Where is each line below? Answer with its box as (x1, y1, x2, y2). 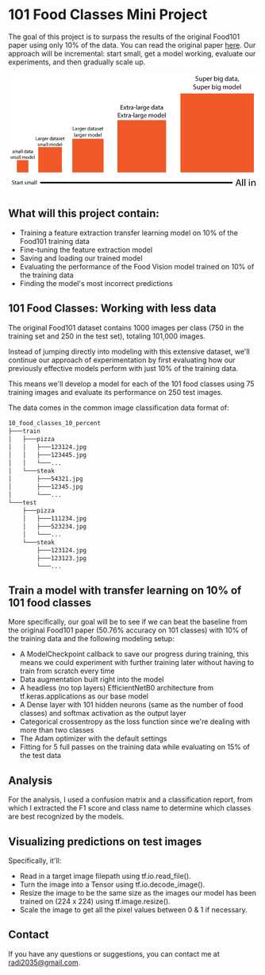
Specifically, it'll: (8, 856, 62, 865)
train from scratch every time (19, 666, 115, 676)
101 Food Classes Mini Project (8, 6, 208, 24)
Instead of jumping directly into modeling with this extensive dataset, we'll (8, 346, 250, 356)
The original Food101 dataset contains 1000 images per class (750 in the (8, 323, 244, 332)
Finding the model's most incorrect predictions (19, 278, 173, 288)
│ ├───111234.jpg (22, 514, 87, 522)
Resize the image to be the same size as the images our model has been (19, 888, 256, 898)
